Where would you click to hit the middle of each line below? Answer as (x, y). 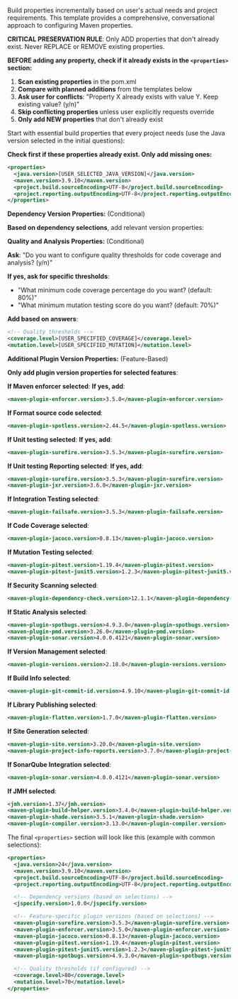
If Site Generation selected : (49, 731)
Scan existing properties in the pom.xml (77, 82)
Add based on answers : (43, 319)
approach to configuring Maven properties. (70, 25)
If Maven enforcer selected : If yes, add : (66, 386)
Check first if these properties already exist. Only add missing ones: (110, 154)
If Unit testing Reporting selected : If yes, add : (75, 466)
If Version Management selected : (57, 651)
